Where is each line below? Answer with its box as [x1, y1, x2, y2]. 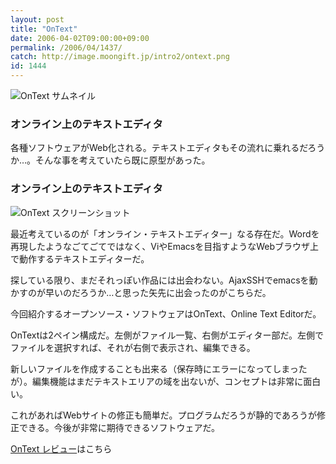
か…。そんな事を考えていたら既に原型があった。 [10, 154, 211, 166]
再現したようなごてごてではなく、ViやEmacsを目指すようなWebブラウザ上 [10, 240, 320, 252]
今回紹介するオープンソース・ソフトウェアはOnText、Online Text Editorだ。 [10, 307, 322, 320]
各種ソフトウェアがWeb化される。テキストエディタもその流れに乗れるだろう [10, 142, 326, 154]
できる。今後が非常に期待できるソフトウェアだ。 [18, 421, 221, 433]
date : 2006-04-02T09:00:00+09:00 [10, 33, 150, 43]
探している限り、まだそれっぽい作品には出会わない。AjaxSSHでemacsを [10, 274, 310, 286]
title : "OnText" [10, 24, 78, 34]
